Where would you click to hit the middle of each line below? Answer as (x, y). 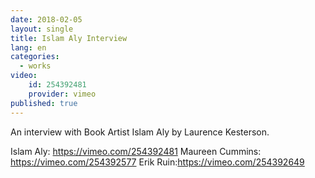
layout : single (42, 29)
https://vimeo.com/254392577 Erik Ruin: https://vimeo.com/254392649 (157, 162)
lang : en (28, 47)
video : (24, 76)
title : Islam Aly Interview (69, 38)
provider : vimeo (62, 94)
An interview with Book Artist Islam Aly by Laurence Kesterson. (140, 132)
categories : (35, 57)
